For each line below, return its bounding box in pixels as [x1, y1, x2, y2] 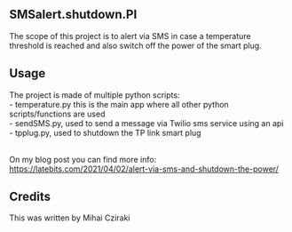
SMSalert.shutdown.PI [9, 7, 138, 22]
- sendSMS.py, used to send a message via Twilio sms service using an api [9, 117, 284, 128]
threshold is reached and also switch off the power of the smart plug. [9, 40, 262, 51]
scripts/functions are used [9, 108, 106, 119]
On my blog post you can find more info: [9, 154, 157, 164]
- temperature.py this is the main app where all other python [9, 99, 229, 109]
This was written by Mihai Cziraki [9, 212, 130, 223]
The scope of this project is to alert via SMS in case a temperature [9, 30, 251, 41]
